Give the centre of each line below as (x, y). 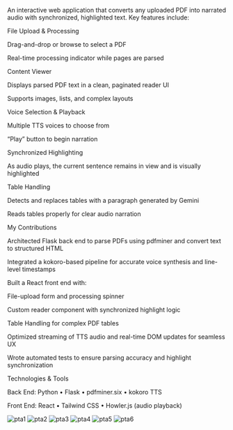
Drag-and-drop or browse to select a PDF (67, 44)
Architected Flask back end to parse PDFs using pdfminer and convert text (114, 241)
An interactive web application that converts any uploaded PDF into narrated (117, 10)
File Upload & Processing (43, 31)
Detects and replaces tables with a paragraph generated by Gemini (103, 200)
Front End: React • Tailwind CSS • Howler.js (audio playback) (95, 406)
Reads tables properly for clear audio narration (74, 214)
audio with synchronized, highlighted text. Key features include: (98, 17)
